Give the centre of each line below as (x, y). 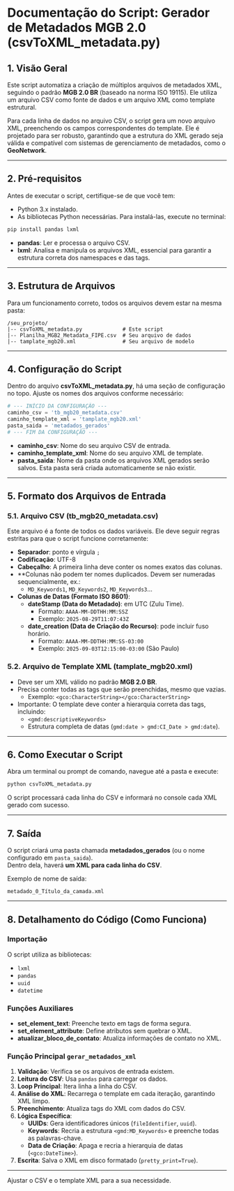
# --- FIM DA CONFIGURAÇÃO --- (53, 432)
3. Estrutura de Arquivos (61, 286)
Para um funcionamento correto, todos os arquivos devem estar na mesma (115, 303)
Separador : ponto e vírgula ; (58, 552)
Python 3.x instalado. (48, 209)
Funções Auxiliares (40, 1008)
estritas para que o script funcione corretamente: (78, 539)
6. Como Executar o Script (65, 755)
